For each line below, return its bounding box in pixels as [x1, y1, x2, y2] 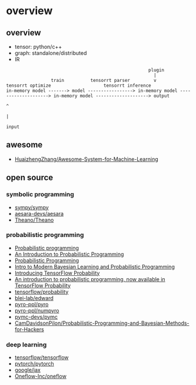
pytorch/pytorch [14, 360, 54, 367]
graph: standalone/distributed [14, 50, 87, 57]
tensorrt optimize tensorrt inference [6, 83, 151, 88]
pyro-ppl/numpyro [14, 307, 59, 314]
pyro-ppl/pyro [14, 301, 49, 308]
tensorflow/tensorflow [14, 354, 69, 361]
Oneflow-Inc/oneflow [14, 373, 67, 380]
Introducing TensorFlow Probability [14, 269, 100, 277]
